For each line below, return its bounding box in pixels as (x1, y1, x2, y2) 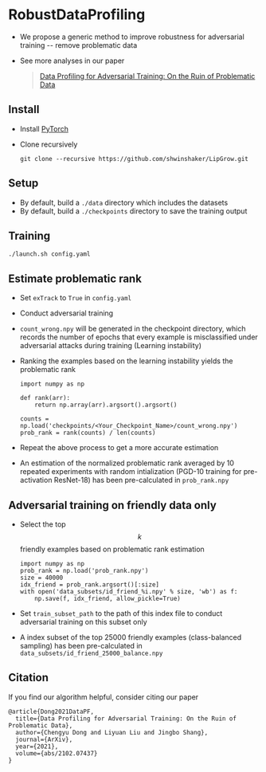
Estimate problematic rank (8, 272, 142, 285)
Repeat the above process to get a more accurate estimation (19, 443, 219, 453)
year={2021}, (15, 743, 59, 750)
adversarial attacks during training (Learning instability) (19, 341, 201, 351)
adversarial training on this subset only (19, 617, 147, 626)
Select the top (19, 519, 66, 529)
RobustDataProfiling (8, 6, 146, 24)
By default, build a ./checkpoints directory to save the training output (19, 206, 248, 216)
